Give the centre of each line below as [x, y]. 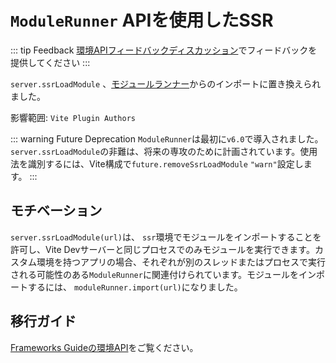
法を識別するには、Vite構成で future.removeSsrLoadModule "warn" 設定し [157, 163]
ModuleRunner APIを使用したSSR [142, 20]
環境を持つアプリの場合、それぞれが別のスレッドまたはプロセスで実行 [181, 262]
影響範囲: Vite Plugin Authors [73, 117]
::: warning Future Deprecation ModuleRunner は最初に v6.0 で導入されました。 [167, 138]
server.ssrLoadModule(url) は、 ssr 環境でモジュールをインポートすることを [166, 237]
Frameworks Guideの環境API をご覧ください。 [104, 347]
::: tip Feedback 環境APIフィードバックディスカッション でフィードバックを [164, 50]
